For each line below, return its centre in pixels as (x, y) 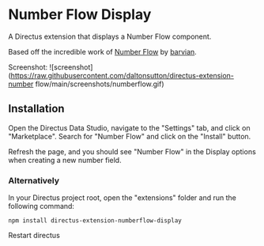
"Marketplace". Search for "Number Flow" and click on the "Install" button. (130, 136)
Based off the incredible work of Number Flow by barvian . (103, 51)
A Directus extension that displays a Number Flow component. (110, 36)
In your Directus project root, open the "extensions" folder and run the (123, 198)
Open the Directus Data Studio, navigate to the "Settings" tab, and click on (129, 127)
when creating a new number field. (65, 160)
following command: (41, 206)
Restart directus (34, 236)
